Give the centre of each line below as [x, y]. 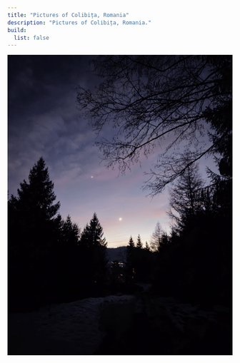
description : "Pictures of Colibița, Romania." [80, 22]
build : [17, 30]
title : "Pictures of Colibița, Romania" [69, 15]
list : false [32, 38]
